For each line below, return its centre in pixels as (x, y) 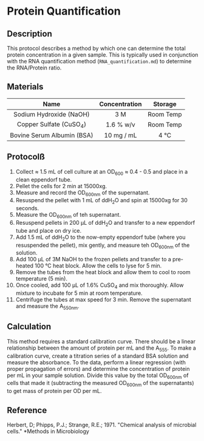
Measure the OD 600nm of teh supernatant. (68, 216)
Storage (165, 104)
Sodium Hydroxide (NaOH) (52, 114)
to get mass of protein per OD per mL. (54, 391)
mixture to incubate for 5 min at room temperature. (79, 293)
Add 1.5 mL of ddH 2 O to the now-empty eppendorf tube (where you (100, 238)
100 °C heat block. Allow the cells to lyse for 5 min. (98, 266)
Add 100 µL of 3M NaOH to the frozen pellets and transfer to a (93, 259)
